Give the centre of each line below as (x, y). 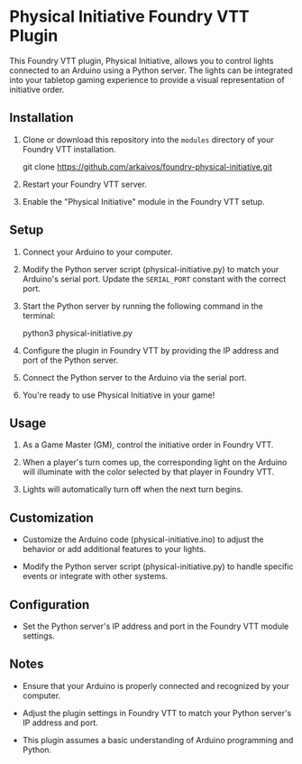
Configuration (50, 605)
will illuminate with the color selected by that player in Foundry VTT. (148, 472)
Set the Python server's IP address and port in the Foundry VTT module (156, 626)
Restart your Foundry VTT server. (84, 184)
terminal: (39, 315)
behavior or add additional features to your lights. (114, 549)
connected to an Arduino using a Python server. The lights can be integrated (151, 70)
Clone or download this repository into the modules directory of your (148, 139)
